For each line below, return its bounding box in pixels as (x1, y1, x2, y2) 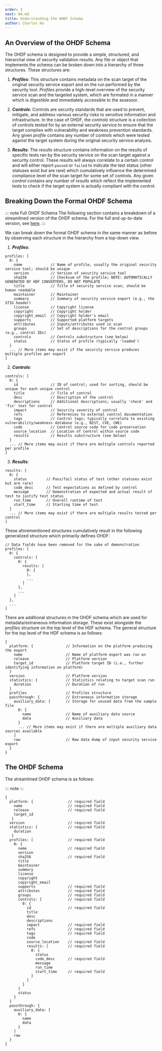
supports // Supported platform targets (14, 317, 114, 322)
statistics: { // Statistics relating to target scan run (9, 677, 155, 683)
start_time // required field (35, 969, 105, 974)
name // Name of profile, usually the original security (14, 262, 157, 267)
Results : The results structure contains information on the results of (12, 147, 147, 153)
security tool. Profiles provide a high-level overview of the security (12, 87, 145, 93)
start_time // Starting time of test (14, 502, 98, 507)
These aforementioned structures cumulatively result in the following (5, 528, 142, 534)
